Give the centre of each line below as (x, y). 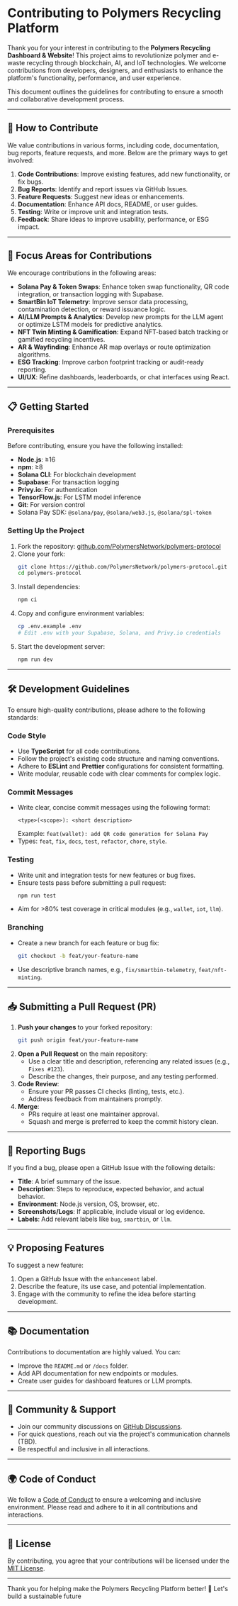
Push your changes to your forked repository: (85, 1027)
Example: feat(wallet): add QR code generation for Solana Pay (113, 834)
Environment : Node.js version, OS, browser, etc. (88, 1204)
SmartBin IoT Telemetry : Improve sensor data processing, (103, 301)
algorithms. (34, 354)
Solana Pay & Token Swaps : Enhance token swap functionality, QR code (123, 286)
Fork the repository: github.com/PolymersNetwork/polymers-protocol (119, 546)
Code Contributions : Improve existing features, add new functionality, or (124, 174)
